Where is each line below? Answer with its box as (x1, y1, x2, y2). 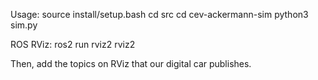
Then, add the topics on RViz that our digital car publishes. (10, 58, 252, 69)
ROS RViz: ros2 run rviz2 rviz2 (10, 39, 136, 50)
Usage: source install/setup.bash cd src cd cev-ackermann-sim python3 (10, 9, 309, 20)
